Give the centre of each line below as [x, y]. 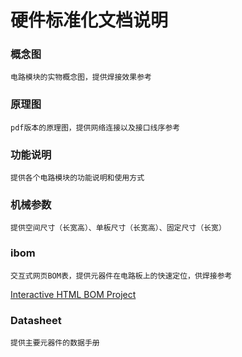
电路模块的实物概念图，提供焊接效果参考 [81, 77]
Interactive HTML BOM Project [73, 294]
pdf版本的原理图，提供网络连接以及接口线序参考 [95, 127]
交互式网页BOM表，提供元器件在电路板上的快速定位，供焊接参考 [121, 276]
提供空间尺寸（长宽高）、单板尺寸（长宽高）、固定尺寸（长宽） [118, 228]
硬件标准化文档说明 [89, 20]
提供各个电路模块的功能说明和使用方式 [77, 178]
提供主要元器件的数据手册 [55, 342]
